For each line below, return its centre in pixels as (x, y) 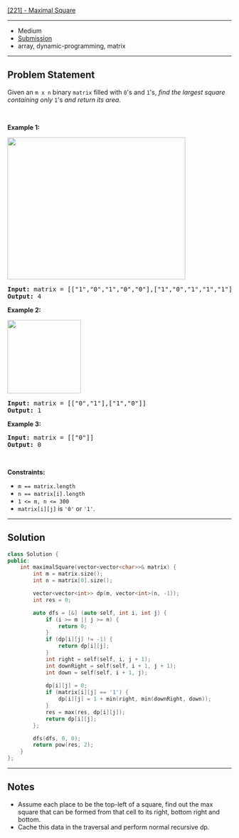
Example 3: (24, 424)
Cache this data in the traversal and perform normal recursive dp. (113, 827)
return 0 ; (73, 626)
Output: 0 (24, 444)
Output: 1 (24, 410)
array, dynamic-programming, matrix (71, 46)
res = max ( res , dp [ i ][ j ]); (85, 712)
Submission (35, 38)
